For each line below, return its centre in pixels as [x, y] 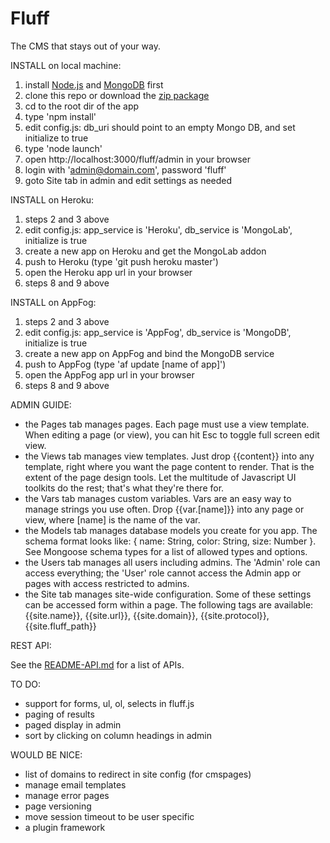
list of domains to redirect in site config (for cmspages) [138, 774]
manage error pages [67, 795]
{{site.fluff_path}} [60, 626]
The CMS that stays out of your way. [85, 46]
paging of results [59, 714]
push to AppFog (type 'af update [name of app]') [125, 364]
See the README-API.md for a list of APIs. [97, 664]
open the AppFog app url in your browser [109, 374]
